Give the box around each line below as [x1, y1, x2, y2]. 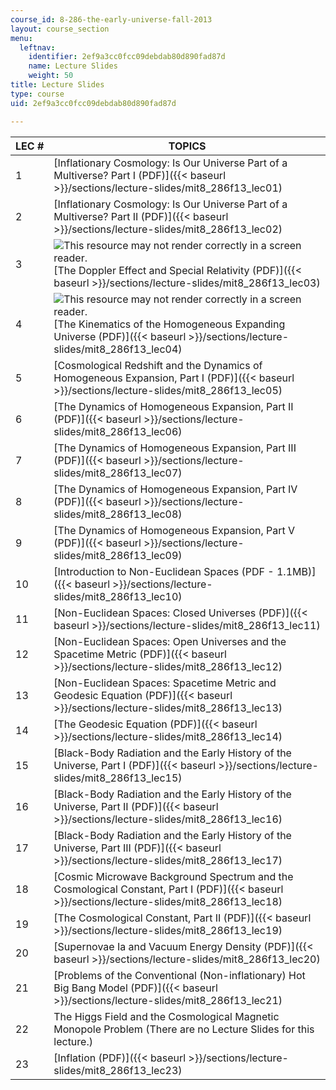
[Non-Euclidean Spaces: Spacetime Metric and [53, 676, 277, 690]
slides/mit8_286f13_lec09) [53, 548, 183, 562]
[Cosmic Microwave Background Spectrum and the [53, 869, 294, 883]
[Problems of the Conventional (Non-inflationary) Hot [53, 968, 306, 982]
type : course [10, 89, 65, 99]
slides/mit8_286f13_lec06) [53, 424, 183, 438]
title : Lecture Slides [10, 80, 105, 90]
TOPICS [168, 139, 207, 153]
